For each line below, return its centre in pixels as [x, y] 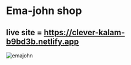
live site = [24, 32]
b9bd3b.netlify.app [43, 41]
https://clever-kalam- [84, 32]
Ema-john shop [44, 11]
